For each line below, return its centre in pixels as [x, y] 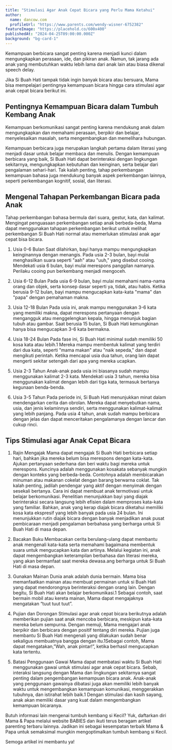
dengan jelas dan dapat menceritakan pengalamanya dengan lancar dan [89, 419]
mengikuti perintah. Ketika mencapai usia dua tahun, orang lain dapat [86, 355]
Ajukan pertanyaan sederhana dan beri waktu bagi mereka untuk [81, 464]
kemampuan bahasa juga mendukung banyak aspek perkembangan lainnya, [86, 175]
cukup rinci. [25, 424]
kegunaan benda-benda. [39, 387]
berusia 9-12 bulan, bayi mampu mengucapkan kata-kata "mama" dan [87, 292]
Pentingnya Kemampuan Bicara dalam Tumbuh [82, 107]
